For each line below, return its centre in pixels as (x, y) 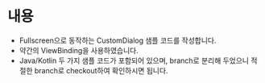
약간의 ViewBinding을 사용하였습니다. (79, 50)
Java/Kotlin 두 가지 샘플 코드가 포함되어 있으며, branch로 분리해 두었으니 (134, 60)
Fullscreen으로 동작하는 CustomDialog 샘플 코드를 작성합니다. (118, 40)
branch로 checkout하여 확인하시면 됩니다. (101, 70)
